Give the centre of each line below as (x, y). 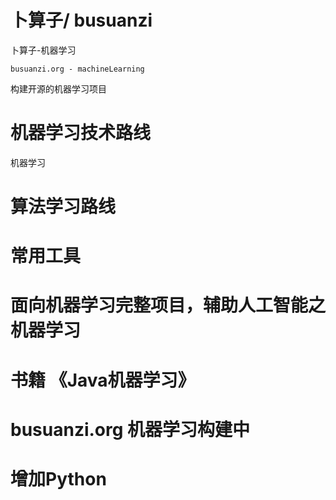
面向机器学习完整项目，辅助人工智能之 (168, 305)
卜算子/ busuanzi (81, 20)
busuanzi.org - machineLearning (77, 69)
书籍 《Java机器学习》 (103, 380)
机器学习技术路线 (81, 133)
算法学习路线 (63, 207)
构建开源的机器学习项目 (58, 88)
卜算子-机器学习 (43, 50)
